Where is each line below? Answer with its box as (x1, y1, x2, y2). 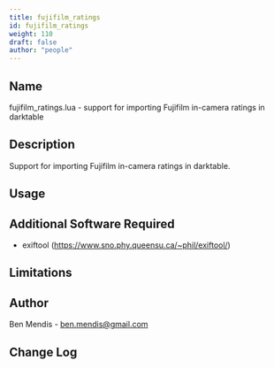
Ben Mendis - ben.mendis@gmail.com (9, 319, 148, 330)
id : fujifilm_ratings (9, 21, 89, 30)
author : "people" (9, 46, 73, 55)
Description (9, 137, 75, 152)
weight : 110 (9, 29, 53, 38)
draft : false (9, 37, 57, 47)
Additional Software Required (9, 216, 175, 231)
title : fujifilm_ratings (9, 12, 101, 22)
